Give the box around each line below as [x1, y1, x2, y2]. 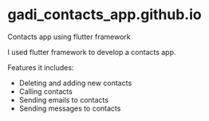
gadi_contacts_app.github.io [7, 6, 202, 24]
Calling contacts [18, 86, 73, 96]
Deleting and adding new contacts [18, 78, 132, 88]
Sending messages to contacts [18, 103, 121, 113]
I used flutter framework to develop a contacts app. [7, 47, 176, 57]
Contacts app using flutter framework [7, 32, 131, 41]
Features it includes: [7, 62, 74, 72]
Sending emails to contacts [18, 95, 109, 104]
